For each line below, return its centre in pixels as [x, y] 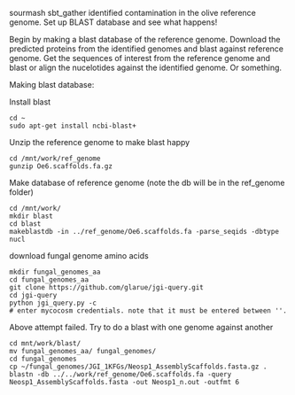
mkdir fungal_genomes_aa [55, 272]
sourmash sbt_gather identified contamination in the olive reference [133, 13]
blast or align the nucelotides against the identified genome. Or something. [145, 67]
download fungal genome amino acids [79, 256]
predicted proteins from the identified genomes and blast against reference [147, 49]
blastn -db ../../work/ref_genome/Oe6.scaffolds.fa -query [120, 375]
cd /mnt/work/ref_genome [55, 159]
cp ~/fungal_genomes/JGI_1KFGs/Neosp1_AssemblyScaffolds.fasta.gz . [138, 367]
